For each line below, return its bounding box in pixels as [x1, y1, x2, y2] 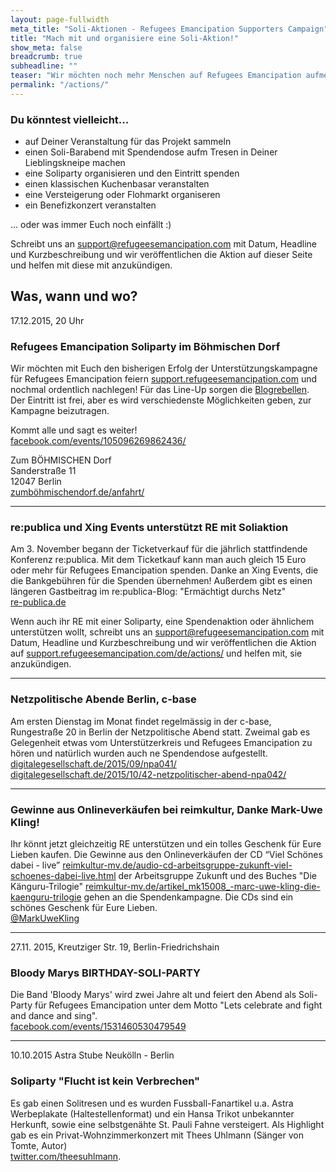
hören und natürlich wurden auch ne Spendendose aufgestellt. [10, 747, 268, 759]
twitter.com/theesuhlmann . [10, 1150, 122, 1162]
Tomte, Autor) [10, 1139, 68, 1151]
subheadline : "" [10, 61, 78, 71]
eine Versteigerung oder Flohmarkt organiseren [24, 189, 221, 201]
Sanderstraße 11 [10, 465, 77, 477]
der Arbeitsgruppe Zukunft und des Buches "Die [118, 870, 317, 882]
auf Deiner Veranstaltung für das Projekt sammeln [24, 136, 232, 148]
